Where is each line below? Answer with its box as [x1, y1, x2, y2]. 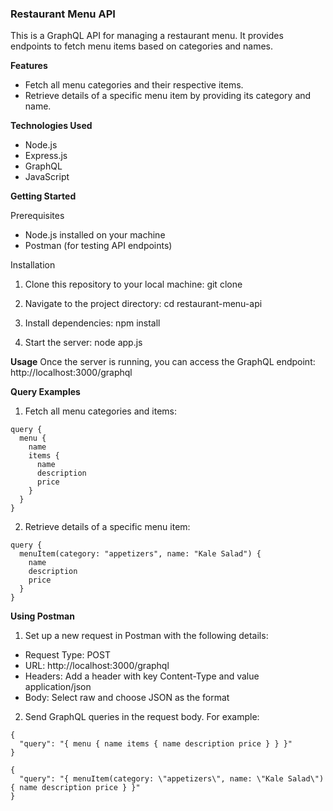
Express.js [24, 150, 68, 162]
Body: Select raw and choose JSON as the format [24, 692, 230, 704]
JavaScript [24, 171, 70, 183]
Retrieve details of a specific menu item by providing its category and [24, 90, 312, 102]
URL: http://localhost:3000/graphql [24, 660, 170, 672]
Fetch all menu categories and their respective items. [24, 79, 244, 91]
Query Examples [10, 386, 81, 398]
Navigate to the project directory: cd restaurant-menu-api [24, 298, 263, 310]
